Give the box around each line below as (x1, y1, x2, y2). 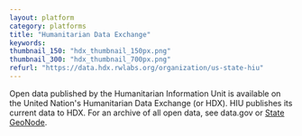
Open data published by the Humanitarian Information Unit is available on (9, 87, 281, 99)
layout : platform (9, 13, 75, 23)
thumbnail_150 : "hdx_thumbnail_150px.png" (9, 47, 171, 56)
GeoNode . (9, 116, 48, 127)
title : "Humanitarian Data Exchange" (9, 30, 151, 39)
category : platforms (9, 22, 87, 31)
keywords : (9, 38, 47, 48)
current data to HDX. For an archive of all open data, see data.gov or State (9, 107, 285, 118)
